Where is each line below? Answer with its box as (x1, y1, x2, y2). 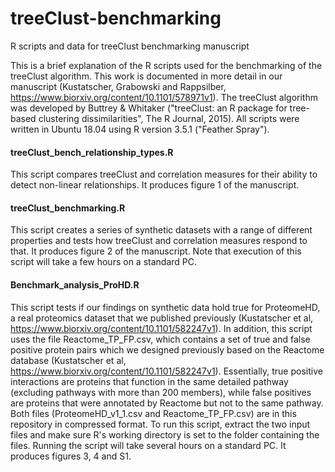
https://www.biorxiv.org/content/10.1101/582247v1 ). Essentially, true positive (10, 365, 323, 377)
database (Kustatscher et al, (10, 354, 127, 366)
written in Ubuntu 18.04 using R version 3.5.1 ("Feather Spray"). (10, 123, 270, 135)
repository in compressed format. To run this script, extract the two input (10, 418, 311, 430)
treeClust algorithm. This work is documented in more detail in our (10, 70, 283, 82)
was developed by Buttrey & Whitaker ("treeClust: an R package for (10, 102, 288, 114)
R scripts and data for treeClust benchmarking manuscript (10, 40, 250, 52)
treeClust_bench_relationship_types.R (10, 146, 174, 158)
